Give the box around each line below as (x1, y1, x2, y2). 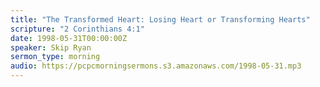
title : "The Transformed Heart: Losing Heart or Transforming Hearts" (10, 14, 311, 25)
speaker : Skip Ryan (10, 42, 92, 53)
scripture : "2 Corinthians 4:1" (10, 24, 145, 34)
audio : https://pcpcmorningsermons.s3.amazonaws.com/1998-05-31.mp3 (10, 61, 302, 71)
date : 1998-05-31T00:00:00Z (10, 33, 128, 43)
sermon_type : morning (10, 52, 101, 62)
